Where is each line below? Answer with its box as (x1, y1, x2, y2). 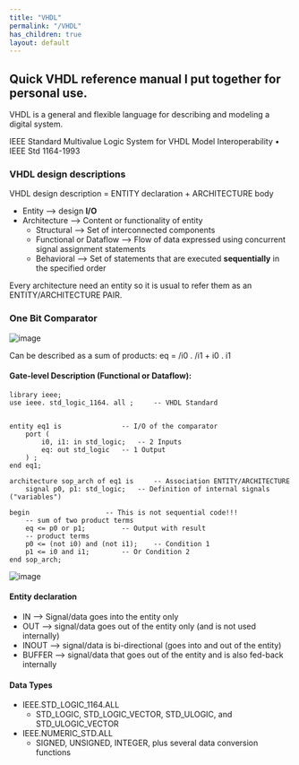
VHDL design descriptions (9, 168, 126, 180)
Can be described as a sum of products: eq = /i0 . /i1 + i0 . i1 (9, 350, 231, 361)
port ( (25, 430, 50, 439)
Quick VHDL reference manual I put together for (9, 71, 281, 86)
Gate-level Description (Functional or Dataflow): (9, 370, 192, 381)
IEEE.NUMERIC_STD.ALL (21, 728, 114, 739)
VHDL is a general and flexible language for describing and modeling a (9, 109, 270, 120)
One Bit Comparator (9, 312, 98, 325)
